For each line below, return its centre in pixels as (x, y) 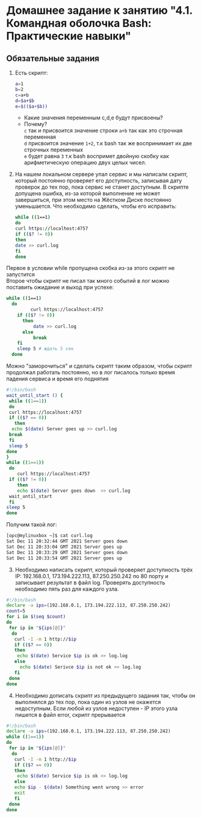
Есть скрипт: (31, 73)
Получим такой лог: (32, 524)
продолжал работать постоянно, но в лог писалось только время (91, 372)
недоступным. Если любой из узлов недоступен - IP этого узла (96, 708)
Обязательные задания (53, 58)
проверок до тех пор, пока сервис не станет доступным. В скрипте (102, 187)
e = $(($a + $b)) (31, 106)
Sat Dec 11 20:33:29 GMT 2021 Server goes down (67, 552)
